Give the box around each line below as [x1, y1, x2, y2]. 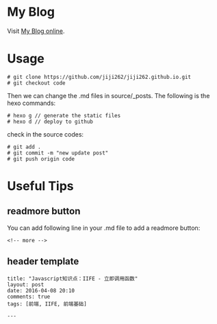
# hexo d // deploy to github [7, 118, 94, 125]
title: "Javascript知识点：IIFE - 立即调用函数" [7, 275, 138, 282]
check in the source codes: [7, 130, 84, 138]
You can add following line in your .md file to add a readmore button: [7, 224, 201, 232]
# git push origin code [7, 155, 75, 162]
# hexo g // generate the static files [7, 112, 121, 119]
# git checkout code [7, 80, 66, 86]
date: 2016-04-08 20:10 [7, 287, 75, 294]
